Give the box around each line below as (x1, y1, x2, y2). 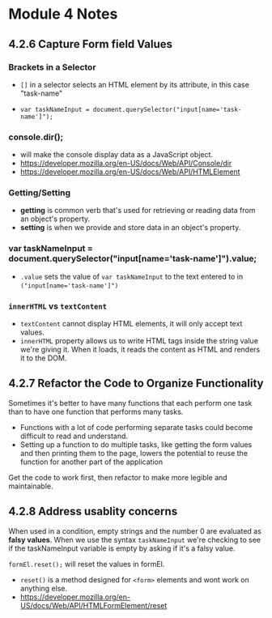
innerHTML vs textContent (8, 300, 108, 312)
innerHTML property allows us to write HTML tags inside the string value (19, 336, 259, 346)
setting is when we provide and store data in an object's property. (19, 223, 241, 232)
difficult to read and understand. (19, 431, 128, 441)
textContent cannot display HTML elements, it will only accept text (19, 319, 243, 329)
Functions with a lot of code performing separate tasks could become (19, 422, 253, 432)
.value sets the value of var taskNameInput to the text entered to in (19, 271, 244, 281)
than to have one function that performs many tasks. (8, 407, 184, 416)
